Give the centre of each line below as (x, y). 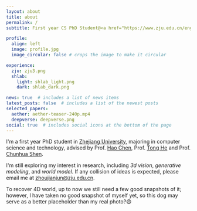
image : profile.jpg (35, 50)
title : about (22, 17)
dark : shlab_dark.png (43, 87)
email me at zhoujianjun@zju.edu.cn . (50, 178)
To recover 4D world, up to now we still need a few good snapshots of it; (94, 189)
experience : (21, 65)
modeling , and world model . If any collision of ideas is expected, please (92, 172)
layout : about (23, 11)
